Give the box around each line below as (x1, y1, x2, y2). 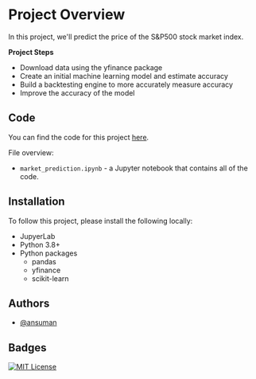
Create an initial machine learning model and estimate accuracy (19, 71, 229, 80)
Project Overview (8, 6, 126, 24)
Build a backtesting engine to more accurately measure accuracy (19, 80, 233, 89)
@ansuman (19, 318, 57, 327)
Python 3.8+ (19, 240, 61, 249)
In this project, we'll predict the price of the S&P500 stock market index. (8, 32, 244, 41)
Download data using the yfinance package (19, 62, 163, 72)
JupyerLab (19, 231, 56, 240)
